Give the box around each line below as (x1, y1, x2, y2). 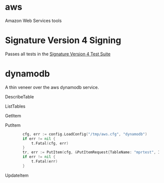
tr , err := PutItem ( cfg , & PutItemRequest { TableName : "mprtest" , (22, 150, 156, 155)
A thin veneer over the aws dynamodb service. (5, 84, 99, 90)
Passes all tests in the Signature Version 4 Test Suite (5, 51, 111, 57)
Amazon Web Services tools (5, 18, 62, 23)
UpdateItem (5, 172, 29, 178)
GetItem (5, 113, 21, 118)
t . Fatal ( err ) (31, 159, 58, 164)
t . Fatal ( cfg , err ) (31, 141, 69, 146)
